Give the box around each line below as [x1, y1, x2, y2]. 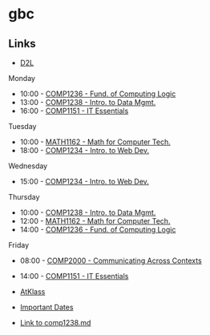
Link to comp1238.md [19, 318, 91, 327]
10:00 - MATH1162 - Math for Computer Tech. [19, 137, 171, 147]
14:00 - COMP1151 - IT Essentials [19, 272, 129, 281]
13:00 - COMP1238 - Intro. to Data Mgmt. [19, 98, 156, 107]
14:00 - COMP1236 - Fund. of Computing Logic [19, 225, 176, 234]
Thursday [8, 192, 40, 201]
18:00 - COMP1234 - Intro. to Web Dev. [19, 146, 150, 155]
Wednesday [8, 161, 48, 171]
